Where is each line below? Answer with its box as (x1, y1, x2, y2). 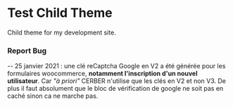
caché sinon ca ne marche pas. (7, 92, 99, 100)
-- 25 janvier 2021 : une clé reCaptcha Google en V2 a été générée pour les (7, 62, 226, 70)
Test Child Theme (7, 5, 113, 21)
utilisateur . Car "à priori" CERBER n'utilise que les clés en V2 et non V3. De (7, 77, 227, 85)
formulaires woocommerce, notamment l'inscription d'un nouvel (7, 69, 198, 78)
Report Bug (7, 46, 47, 56)
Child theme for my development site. (7, 28, 116, 37)
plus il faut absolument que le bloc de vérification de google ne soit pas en (7, 84, 224, 93)
